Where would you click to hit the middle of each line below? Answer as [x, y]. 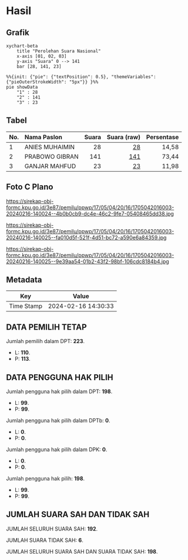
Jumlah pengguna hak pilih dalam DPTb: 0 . [58, 421]
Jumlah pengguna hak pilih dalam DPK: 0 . [57, 450]
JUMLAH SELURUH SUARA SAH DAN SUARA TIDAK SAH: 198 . [82, 551]
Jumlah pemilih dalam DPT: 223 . [46, 341]
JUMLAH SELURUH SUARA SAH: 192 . [52, 529]
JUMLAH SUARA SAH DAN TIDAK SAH [78, 514]
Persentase [162, 137]
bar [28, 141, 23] [39, 66]
